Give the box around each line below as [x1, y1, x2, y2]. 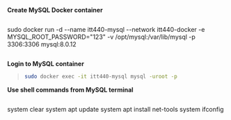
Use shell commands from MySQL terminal [7, 85, 134, 94]
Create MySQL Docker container [7, 6, 103, 14]
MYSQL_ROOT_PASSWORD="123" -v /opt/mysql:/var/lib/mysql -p [7, 33, 196, 41]
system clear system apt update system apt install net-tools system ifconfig [7, 105, 224, 113]
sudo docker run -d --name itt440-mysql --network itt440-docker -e [7, 26, 205, 33]
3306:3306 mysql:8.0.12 [7, 40, 77, 48]
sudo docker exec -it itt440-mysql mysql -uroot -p [24, 73, 177, 80]
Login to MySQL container [7, 60, 85, 68]
